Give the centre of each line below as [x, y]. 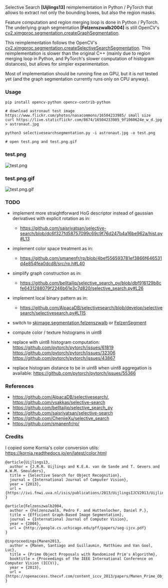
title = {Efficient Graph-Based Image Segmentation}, [67, 515]
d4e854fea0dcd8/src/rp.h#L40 [52, 264]
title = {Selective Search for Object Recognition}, [66, 475]
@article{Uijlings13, [28, 462]
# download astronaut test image [40, 111]
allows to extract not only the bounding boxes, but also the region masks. [80, 13]
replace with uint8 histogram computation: [56, 342]
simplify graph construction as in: [47, 273]
